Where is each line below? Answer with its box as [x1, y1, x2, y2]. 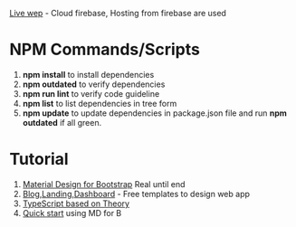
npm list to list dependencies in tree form [22, 98, 177, 109]
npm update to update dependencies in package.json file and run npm [22, 108, 288, 118]
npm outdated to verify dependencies [22, 79, 166, 90]
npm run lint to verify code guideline [22, 88, 160, 99]
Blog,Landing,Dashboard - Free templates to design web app [22, 188, 251, 199]
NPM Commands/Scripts [9, 40, 201, 60]
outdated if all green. [22, 117, 102, 128]
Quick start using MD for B [22, 207, 122, 218]
